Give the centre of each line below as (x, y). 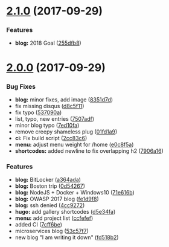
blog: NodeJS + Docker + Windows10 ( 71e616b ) (75, 193)
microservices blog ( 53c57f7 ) (52, 231)
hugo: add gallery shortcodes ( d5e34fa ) (65, 212)
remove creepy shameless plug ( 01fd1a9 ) (66, 132)
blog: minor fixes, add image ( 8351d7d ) (64, 99)
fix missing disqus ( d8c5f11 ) (49, 106)
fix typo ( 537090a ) (38, 112)
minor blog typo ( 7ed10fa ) (47, 125)
